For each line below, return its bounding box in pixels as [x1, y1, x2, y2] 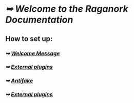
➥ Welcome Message [5, 50, 60, 57]
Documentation [5, 14, 73, 26]
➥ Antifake [5, 77, 33, 85]
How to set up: [5, 34, 53, 43]
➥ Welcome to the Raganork [5, 3, 128, 15]
